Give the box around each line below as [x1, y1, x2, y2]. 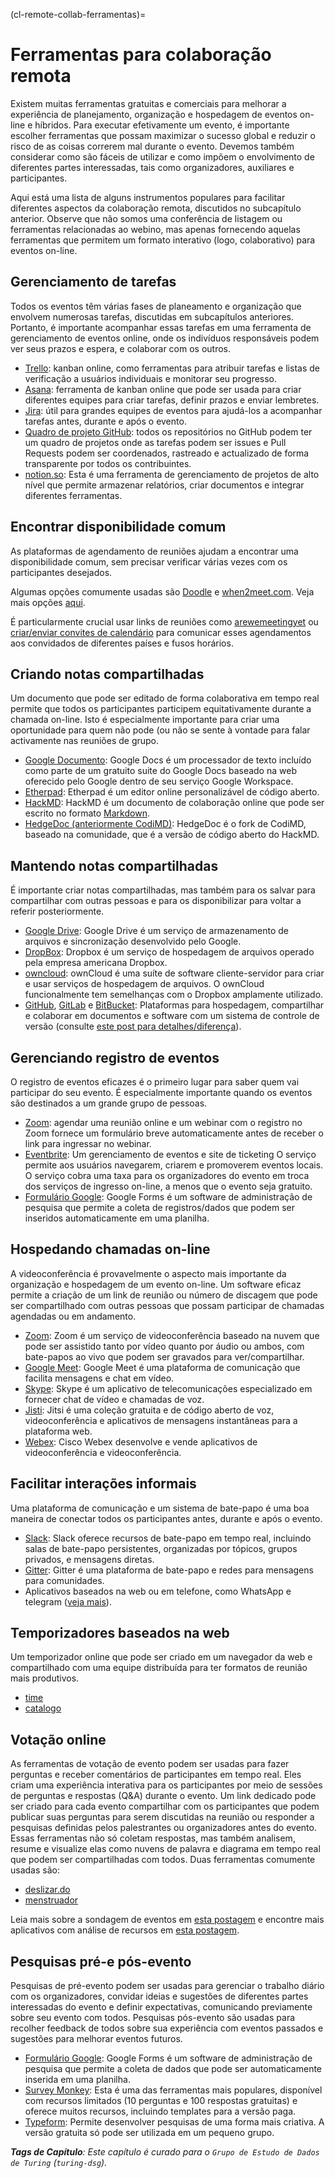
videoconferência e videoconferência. [24, 1446, 182, 1458]
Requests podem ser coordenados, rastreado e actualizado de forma [24, 447, 310, 459]
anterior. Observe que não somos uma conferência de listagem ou [10, 212, 283, 224]
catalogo [24, 1702, 62, 1714]
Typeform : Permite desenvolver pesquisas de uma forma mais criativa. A [24, 2116, 325, 2128]
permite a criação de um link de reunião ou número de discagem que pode [10, 1289, 318, 1301]
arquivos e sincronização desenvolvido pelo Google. [24, 935, 242, 948]
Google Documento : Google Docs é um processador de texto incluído [24, 754, 312, 766]
